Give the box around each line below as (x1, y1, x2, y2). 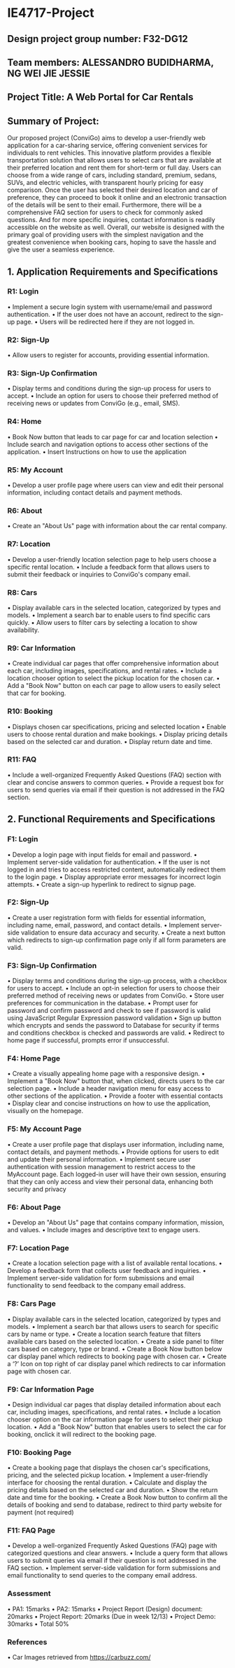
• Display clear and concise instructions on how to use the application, (7, 1099, 211, 1108)
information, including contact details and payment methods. (7, 488, 183, 497)
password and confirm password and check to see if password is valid (7, 1007, 211, 1015)
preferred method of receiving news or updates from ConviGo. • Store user (7, 991, 225, 1000)
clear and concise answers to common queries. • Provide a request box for (7, 778, 224, 786)
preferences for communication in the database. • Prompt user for (7, 999, 199, 1007)
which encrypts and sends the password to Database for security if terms (7, 1021, 220, 1030)
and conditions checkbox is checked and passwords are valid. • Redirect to (7, 1028, 225, 1038)
